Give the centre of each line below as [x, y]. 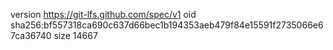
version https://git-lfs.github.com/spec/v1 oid [103, 14]
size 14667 [75, 35]
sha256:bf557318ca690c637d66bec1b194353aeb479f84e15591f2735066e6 [167, 25]
